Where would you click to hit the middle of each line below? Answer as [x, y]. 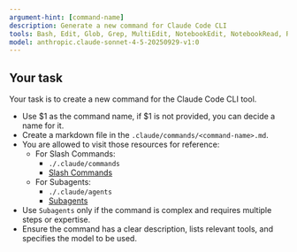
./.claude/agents [80, 192]
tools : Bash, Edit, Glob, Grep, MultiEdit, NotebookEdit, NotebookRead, [146, 34]
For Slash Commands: [76, 154]
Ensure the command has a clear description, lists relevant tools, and [148, 229]
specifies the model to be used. [79, 239]
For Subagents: [63, 182]
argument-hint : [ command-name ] [67, 17]
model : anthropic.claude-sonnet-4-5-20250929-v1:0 [104, 42]
